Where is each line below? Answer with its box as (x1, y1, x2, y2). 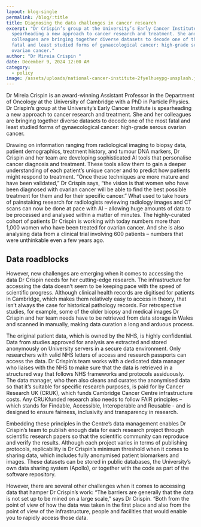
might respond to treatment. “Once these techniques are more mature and (6, 173, 190, 180)
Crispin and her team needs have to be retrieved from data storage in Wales (6, 314, 193, 321)
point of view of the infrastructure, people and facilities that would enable (6, 507, 187, 514)
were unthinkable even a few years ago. (6, 237, 105, 244)
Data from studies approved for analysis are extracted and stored (6, 338, 167, 345)
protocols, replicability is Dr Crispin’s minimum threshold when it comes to (6, 445, 189, 452)
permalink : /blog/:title (6, 14, 68, 20)
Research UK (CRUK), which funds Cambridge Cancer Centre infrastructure (6, 389, 193, 396)
